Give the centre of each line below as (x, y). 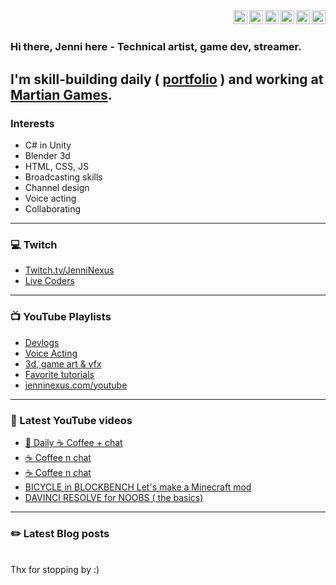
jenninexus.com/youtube (76, 385)
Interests (32, 123)
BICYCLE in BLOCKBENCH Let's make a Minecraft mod (138, 487)
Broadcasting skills (63, 177)
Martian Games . (61, 94)
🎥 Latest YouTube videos (71, 420)
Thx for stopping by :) (55, 570)
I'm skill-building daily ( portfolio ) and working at (167, 79)
